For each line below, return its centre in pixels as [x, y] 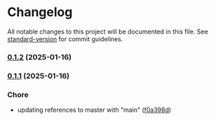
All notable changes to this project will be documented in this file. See [108, 31]
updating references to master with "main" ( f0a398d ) [94, 110]
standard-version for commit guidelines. [65, 38]
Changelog [40, 12]
